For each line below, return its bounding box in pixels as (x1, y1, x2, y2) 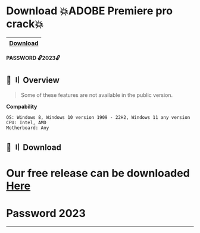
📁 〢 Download (6, 143, 61, 153)
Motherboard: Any (6, 125, 49, 131)
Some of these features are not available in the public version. (20, 91, 173, 99)
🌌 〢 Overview (6, 75, 60, 86)
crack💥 (6, 17, 43, 31)
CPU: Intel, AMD (6, 119, 46, 125)
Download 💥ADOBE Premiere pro (6, 4, 173, 18)
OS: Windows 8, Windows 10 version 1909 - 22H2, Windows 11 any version (6, 114, 190, 120)
